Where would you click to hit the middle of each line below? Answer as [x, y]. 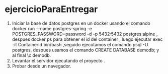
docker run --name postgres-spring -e [52, 28]
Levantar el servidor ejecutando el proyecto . [58, 60]
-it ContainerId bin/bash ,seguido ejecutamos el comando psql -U [80, 44]
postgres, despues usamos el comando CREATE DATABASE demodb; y [86, 50]
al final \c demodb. [31, 55]
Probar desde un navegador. [41, 66]
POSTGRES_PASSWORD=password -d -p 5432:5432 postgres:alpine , [85, 34]
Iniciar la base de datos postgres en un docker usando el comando [81, 23]
